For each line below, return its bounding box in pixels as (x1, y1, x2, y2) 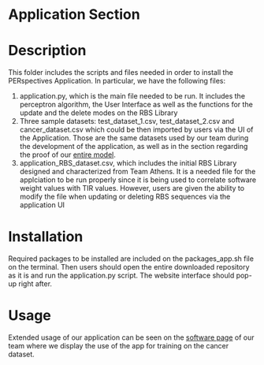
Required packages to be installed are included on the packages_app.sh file (8, 254, 255, 263)
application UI (19, 200, 65, 210)
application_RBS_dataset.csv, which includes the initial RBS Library (19, 158, 237, 168)
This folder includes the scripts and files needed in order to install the (8, 68, 234, 77)
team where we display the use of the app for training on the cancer (8, 341, 229, 350)
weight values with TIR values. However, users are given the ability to (19, 184, 245, 193)
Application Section (8, 6, 140, 24)
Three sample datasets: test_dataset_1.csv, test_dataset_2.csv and (19, 117, 235, 126)
